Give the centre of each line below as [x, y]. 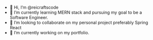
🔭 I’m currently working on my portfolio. [49, 33]
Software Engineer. [29, 17]
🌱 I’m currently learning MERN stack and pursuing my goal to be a [76, 12]
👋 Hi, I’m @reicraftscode [34, 7]
